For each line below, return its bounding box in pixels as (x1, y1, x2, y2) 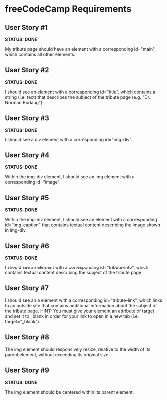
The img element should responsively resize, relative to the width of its (5, 346, 151, 352)
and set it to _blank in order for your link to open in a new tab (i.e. (5, 313, 139, 319)
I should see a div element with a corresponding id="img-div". (5, 136, 133, 142)
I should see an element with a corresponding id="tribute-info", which (5, 265, 149, 270)
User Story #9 (5, 366, 50, 375)
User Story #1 (5, 23, 48, 32)
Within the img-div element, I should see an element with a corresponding (5, 217, 157, 223)
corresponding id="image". (5, 179, 61, 185)
